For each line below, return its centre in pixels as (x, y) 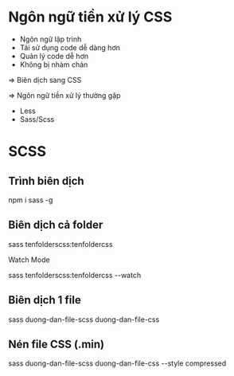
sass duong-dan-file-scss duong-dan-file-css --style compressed (117, 363)
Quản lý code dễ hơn (54, 56)
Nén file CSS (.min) (57, 344)
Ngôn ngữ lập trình (51, 39)
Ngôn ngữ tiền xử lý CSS (90, 17)
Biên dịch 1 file (45, 300)
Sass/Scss (37, 119)
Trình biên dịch (47, 180)
